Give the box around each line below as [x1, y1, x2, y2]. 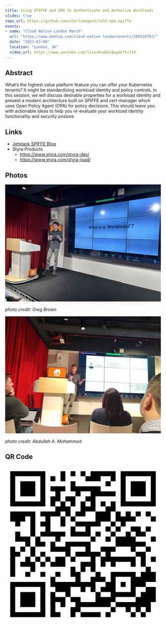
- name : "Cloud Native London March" [5, 29, 83, 34]
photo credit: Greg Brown [5, 307, 57, 313]
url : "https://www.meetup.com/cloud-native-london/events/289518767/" [9, 34, 158, 39]
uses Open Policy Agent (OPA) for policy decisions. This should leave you [5, 103, 155, 109]
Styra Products [12, 146, 43, 152]
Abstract [5, 69, 33, 77]
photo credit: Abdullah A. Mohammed [5, 438, 82, 444]
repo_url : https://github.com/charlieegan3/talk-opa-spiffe [5, 18, 132, 23]
